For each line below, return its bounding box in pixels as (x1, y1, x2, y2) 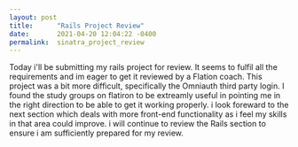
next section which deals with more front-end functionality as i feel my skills (9, 109, 287, 120)
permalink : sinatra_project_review (9, 37, 145, 47)
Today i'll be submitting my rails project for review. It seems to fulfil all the (9, 62, 278, 73)
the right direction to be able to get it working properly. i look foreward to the (9, 99, 289, 111)
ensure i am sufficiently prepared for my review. (9, 128, 184, 138)
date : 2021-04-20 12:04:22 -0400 (9, 29, 157, 38)
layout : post (9, 12, 58, 22)
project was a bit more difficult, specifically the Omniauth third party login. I (9, 81, 285, 91)
